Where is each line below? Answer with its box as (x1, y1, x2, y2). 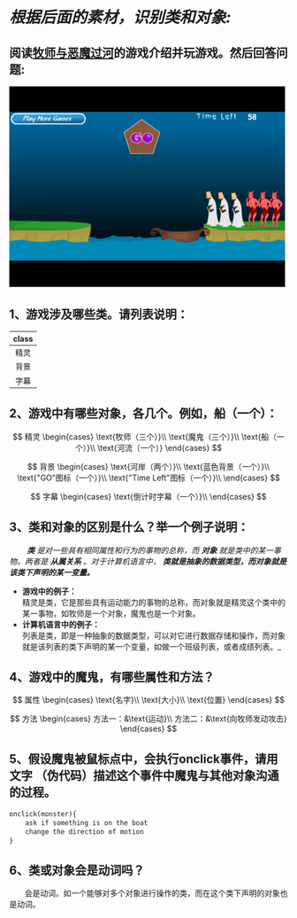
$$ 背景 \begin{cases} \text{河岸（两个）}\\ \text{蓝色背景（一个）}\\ (27, 461, 270, 471)
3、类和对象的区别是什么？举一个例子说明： (9, 519, 249, 535)
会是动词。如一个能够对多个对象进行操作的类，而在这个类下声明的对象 (25, 888, 280, 899)
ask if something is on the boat (25, 819, 148, 828)
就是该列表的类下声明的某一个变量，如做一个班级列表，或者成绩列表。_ (21, 641, 282, 651)
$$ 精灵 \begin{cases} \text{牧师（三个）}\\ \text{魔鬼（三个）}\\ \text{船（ (12, 431, 277, 442)
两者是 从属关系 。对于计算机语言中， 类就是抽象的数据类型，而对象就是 (24, 556, 287, 566)
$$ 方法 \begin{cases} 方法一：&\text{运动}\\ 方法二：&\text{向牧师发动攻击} (10, 713, 287, 724)
